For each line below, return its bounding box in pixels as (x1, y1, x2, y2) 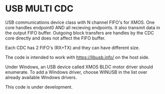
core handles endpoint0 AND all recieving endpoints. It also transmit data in (5, 24, 161, 30)
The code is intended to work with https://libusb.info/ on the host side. (5, 54, 150, 60)
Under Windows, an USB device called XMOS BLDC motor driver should (5, 64, 153, 70)
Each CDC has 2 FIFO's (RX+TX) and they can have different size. (5, 45, 140, 50)
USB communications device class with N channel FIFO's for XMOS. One (5, 19, 155, 25)
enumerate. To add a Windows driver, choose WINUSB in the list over (5, 69, 148, 75)
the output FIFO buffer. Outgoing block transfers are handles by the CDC (5, 30, 155, 36)
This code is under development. (5, 84, 73, 90)
